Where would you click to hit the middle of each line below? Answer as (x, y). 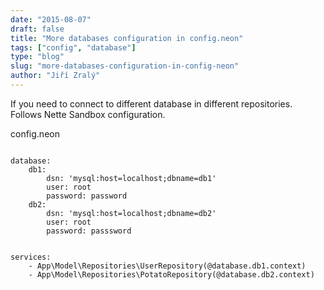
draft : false (37, 29)
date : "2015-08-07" (51, 19)
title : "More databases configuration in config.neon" (127, 38)
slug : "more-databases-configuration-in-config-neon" (125, 66)
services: (31, 257)
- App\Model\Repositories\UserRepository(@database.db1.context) (167, 266)
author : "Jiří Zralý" (55, 76)
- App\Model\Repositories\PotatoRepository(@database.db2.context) (171, 274)
